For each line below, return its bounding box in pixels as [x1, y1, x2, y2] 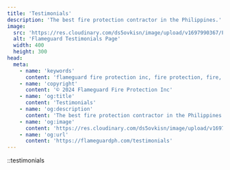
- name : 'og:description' [19, 106, 94, 112]
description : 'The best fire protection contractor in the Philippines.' [7, 16, 222, 23]
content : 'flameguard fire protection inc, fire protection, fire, [25, 73, 222, 81]
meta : [13, 61, 29, 68]
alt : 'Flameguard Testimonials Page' [13, 36, 121, 42]
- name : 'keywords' [19, 67, 75, 74]
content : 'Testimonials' [25, 99, 97, 106]
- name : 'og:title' [19, 93, 75, 100]
